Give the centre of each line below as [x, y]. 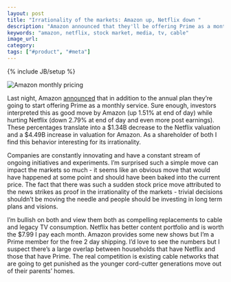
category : [21, 45]
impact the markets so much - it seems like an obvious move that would [109, 170]
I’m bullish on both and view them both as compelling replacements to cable [115, 219]
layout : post [26, 13]
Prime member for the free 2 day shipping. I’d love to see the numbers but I [113, 241]
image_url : [23, 39]
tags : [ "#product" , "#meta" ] [49, 52]
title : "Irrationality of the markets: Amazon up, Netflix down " [104, 20]
